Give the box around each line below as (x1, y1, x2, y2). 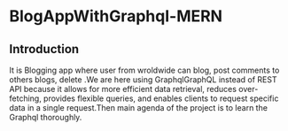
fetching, (9, 93, 42, 104)
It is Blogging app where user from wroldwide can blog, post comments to (9, 65, 280, 75)
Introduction (9, 42, 80, 57)
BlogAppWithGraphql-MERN (9, 6, 223, 27)
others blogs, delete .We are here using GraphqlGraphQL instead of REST (9, 74, 277, 85)
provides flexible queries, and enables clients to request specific (43, 93, 279, 104)
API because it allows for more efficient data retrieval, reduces (9, 84, 237, 94)
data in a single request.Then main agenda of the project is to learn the (9, 103, 269, 112)
